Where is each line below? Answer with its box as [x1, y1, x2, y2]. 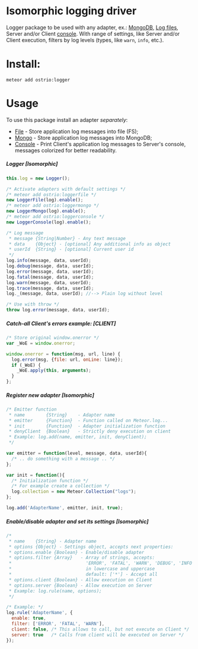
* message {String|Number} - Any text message [8, 235, 126, 241]
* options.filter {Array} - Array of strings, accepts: [8, 555, 155, 561]
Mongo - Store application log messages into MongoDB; [14, 134, 152, 141]
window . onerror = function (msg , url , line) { [6, 351, 120, 357]
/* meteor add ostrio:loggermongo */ [6, 203, 100, 209]
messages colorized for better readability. [14, 147, 117, 154]
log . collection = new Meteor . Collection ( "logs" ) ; [11, 489, 136, 494]
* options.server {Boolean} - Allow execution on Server [8, 582, 152, 588]
